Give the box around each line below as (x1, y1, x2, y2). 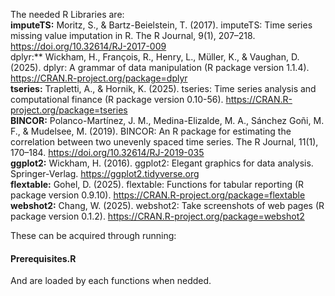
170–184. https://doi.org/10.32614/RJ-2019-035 (10, 147, 205, 158)
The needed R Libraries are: (10, 9, 125, 20)
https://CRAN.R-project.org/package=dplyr (10, 72, 188, 84)
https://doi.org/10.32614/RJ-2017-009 (10, 40, 167, 52)
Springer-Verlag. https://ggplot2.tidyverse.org (10, 168, 200, 179)
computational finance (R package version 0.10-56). (10, 94, 224, 105)
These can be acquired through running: (10, 230, 177, 241)
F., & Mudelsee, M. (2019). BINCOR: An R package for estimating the (10, 125, 292, 137)
